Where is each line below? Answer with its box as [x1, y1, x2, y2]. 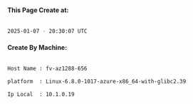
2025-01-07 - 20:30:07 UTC [7, 28, 88, 35]
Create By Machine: [7, 43, 68, 51]
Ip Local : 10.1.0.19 [7, 91, 75, 98]
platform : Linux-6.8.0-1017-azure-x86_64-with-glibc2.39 [7, 78, 187, 85]
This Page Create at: [7, 6, 69, 14]
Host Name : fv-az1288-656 [7, 65, 88, 73]
